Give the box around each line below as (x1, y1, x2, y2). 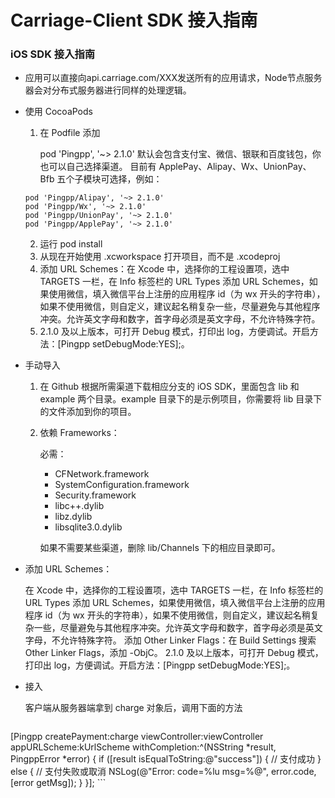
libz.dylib (54, 511, 93, 523)
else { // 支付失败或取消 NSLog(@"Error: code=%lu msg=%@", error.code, (10, 766, 317, 778)
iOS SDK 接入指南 (10, 47, 96, 61)
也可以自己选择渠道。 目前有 (39, 161, 157, 173)
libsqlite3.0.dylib (54, 521, 123, 533)
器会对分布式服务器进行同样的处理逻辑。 (24, 84, 192, 96)
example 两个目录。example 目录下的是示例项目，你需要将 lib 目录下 (39, 393, 323, 405)
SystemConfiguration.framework (54, 479, 190, 491)
